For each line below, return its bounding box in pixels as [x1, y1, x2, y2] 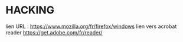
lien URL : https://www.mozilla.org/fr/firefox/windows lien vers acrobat [5, 23, 177, 30]
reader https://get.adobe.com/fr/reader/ [5, 29, 103, 36]
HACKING [5, 3, 54, 17]
